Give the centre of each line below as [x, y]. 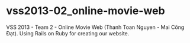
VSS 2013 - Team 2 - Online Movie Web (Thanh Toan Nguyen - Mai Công [95, 27]
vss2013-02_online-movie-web [86, 11]
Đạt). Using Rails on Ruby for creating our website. [68, 33]
